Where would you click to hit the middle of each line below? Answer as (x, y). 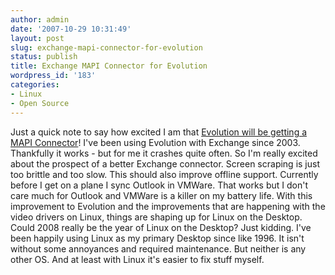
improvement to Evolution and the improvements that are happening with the (168, 206)
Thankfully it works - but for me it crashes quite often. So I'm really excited (164, 153)
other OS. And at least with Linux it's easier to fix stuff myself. (137, 259)
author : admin (40, 19)
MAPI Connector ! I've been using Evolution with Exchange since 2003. (155, 142)
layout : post (37, 38)
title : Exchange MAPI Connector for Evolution (109, 66)
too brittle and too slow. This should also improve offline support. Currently (164, 174)
